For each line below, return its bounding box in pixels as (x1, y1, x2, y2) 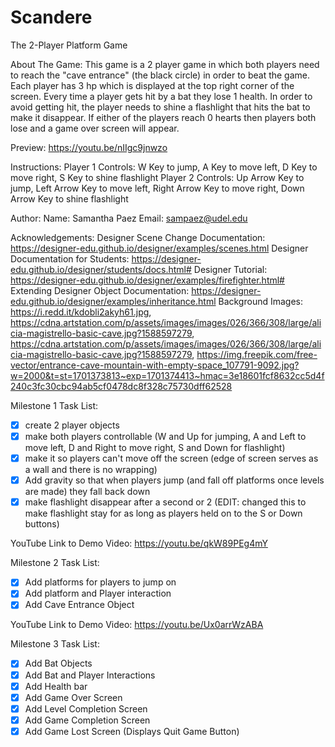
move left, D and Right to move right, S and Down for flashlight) (24, 442, 286, 454)
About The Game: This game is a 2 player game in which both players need (10, 58, 320, 70)
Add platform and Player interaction (24, 587, 172, 600)
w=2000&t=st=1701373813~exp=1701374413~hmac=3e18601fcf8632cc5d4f (10, 369, 325, 381)
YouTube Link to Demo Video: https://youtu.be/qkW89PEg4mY (10, 537, 268, 550)
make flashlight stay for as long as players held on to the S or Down (24, 507, 303, 520)
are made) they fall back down (24, 486, 151, 498)
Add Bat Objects (24, 657, 93, 670)
